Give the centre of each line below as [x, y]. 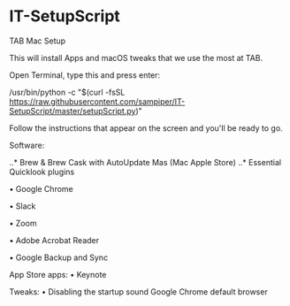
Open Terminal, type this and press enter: [85, 75]
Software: [27, 145]
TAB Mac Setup [38, 41]
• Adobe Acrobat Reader [54, 240]
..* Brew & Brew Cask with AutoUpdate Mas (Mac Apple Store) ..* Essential [145, 162]
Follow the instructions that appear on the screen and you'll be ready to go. [146, 128]
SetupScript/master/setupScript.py [72, 111]
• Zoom [23, 223]
